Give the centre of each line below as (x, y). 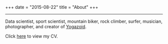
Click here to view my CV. (31, 36)
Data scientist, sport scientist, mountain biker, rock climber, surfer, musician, (84, 21)
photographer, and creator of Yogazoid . (46, 26)
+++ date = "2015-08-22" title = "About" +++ (52, 7)
